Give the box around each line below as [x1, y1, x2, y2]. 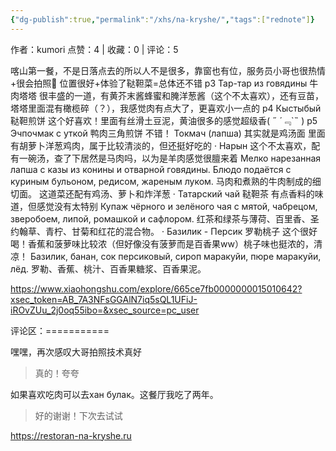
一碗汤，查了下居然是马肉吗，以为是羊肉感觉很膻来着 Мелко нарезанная [18, 152, 322, 164]
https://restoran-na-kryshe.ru [10, 429, 132, 441]
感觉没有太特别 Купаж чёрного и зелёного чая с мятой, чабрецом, [36, 200, 318, 212]
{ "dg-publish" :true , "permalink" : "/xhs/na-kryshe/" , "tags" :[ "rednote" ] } [10, 14, 315, 25]
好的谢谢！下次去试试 [34, 409, 123, 421]
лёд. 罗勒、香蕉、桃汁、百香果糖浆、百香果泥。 [10, 262, 207, 275]
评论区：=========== [10, 324, 110, 336]
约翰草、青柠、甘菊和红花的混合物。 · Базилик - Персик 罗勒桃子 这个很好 [10, 225, 318, 237]
